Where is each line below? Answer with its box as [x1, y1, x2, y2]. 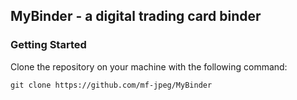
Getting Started [10, 38, 87, 52]
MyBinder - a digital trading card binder [10, 8, 262, 25]
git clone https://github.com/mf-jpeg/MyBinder [10, 80, 213, 90]
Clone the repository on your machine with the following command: [10, 60, 288, 73]
